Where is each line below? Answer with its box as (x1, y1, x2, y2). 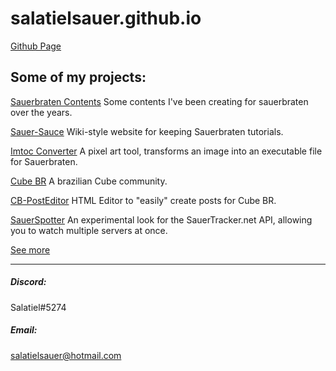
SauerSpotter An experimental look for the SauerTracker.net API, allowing (10, 213, 313, 226)
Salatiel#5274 (10, 301, 67, 313)
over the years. (10, 106, 73, 118)
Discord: (10, 276, 47, 288)
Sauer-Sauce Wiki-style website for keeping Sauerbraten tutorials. (10, 125, 284, 137)
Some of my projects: (10, 69, 147, 86)
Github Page (10, 40, 62, 52)
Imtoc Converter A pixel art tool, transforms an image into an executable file (10, 145, 323, 157)
